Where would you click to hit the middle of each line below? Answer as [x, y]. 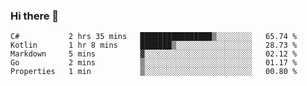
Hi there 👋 [35, 16]
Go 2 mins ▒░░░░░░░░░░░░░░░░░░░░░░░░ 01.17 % [154, 63]
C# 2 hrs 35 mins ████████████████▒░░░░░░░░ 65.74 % [154, 37]
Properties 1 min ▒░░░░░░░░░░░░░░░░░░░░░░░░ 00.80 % [154, 72]
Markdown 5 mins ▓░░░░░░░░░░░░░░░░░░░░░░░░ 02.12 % [154, 54]
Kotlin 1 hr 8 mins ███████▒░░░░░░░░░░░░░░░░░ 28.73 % [154, 45]
